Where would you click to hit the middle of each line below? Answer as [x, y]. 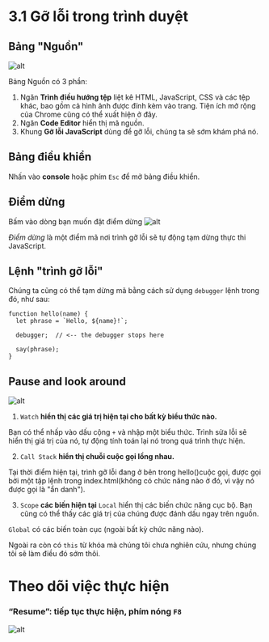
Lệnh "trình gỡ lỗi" [56, 272]
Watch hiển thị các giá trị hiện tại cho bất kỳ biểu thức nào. [118, 417]
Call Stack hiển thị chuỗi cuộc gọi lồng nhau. [97, 457]
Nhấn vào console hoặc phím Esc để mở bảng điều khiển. [104, 176]
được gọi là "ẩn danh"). [47, 490]
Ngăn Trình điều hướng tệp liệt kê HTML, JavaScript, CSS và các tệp [135, 97]
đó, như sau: [29, 300]
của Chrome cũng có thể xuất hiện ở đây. [88, 114]
